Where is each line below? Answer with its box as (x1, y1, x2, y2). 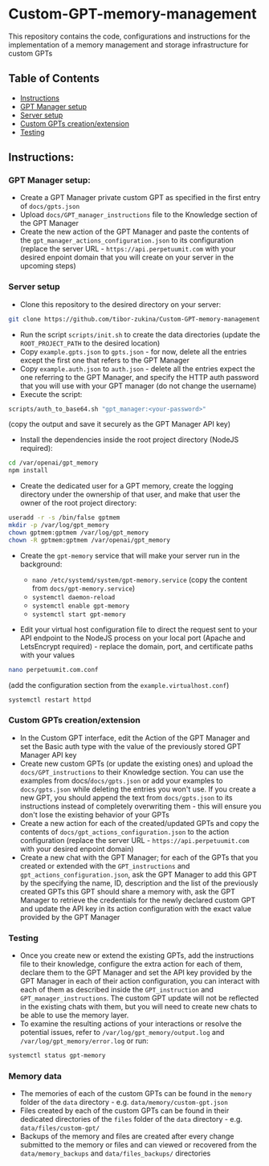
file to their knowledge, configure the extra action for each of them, (19, 959, 243, 969)
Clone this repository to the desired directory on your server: (19, 299, 222, 309)
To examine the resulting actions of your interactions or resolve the (19, 1019, 243, 1029)
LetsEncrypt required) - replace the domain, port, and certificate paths (19, 641, 254, 651)
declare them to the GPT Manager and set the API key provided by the (19, 968, 253, 977)
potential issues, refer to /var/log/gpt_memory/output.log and (19, 1028, 225, 1037)
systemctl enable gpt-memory (31, 602, 130, 610)
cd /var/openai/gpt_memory (8, 459, 99, 467)
